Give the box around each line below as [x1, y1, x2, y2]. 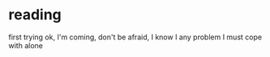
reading [8, 6, 62, 24]
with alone [8, 40, 43, 50]
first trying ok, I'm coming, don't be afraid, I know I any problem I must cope [8, 32, 262, 42]
